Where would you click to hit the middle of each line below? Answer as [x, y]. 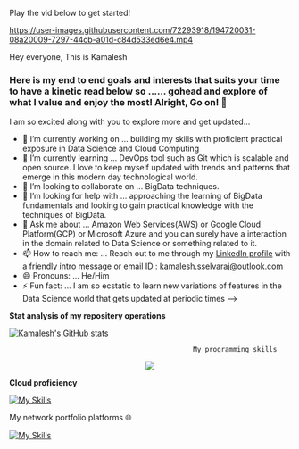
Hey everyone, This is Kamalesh [68, 57]
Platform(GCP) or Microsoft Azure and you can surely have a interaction [154, 234]
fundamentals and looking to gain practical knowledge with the [138, 205]
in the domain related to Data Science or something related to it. [139, 244]
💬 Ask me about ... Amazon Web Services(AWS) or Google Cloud [141, 224]
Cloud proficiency [43, 383]
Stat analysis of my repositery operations [88, 316]
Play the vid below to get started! [70, 13]
